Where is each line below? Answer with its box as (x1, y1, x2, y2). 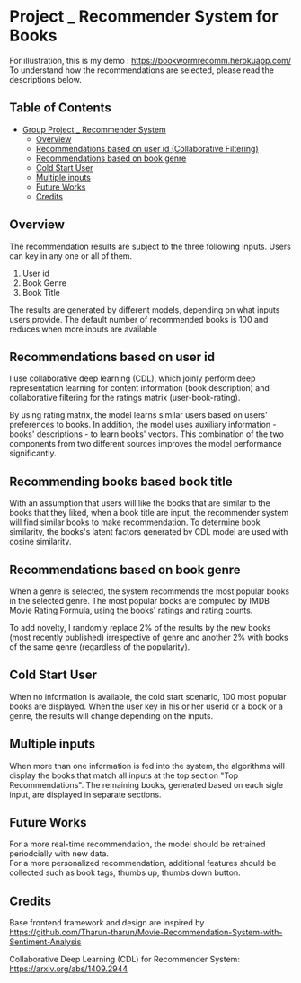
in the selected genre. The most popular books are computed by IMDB (9, 596, 270, 606)
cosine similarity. (9, 536, 72, 547)
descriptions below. (9, 74, 83, 84)
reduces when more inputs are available (9, 323, 157, 334)
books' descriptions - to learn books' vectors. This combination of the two (9, 429, 285, 439)
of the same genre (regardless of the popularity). (9, 642, 190, 652)
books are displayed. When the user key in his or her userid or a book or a (9, 701, 283, 712)
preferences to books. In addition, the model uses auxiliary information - (9, 420, 277, 430)
